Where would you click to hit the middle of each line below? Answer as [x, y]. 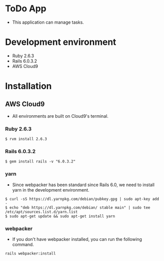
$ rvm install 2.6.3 [26, 139]
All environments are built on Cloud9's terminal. [60, 116]
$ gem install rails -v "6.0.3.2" [41, 162]
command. [23, 245]
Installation [28, 86]
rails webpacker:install [30, 254]
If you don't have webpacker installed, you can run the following [77, 239]
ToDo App [26, 9]
